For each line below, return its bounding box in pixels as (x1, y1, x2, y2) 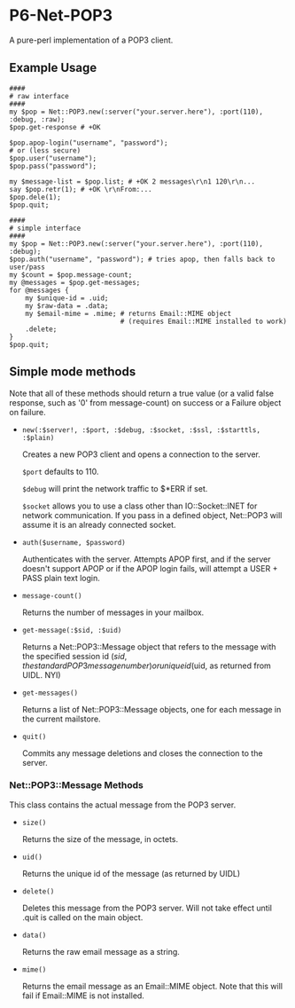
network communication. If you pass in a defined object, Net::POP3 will (21, 509, 283, 520)
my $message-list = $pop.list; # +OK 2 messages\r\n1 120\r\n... (9, 177, 255, 186)
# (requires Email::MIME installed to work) (120, 317, 288, 326)
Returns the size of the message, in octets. (21, 833, 179, 844)
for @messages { (9, 286, 69, 295)
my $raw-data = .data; (25, 301, 109, 311)
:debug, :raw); (9, 114, 66, 124)
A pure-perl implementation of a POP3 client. (9, 35, 174, 45)
